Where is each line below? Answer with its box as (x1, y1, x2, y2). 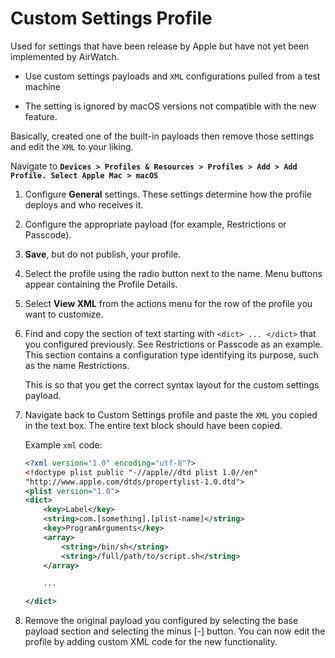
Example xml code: (24, 438, 103, 451)
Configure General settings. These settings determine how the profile (24, 188, 312, 200)
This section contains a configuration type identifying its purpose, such (24, 348, 319, 361)
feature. (24, 110, 58, 122)
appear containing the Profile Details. (24, 278, 178, 290)
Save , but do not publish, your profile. (24, 248, 182, 260)
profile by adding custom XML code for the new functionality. (24, 636, 278, 648)
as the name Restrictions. (24, 359, 130, 371)
